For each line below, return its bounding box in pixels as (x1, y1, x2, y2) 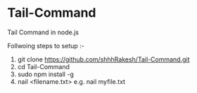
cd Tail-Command (17, 62, 70, 71)
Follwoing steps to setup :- (7, 41, 84, 50)
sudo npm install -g (17, 70, 74, 78)
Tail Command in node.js (7, 28, 80, 36)
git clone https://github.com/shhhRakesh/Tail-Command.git (17, 55, 190, 64)
